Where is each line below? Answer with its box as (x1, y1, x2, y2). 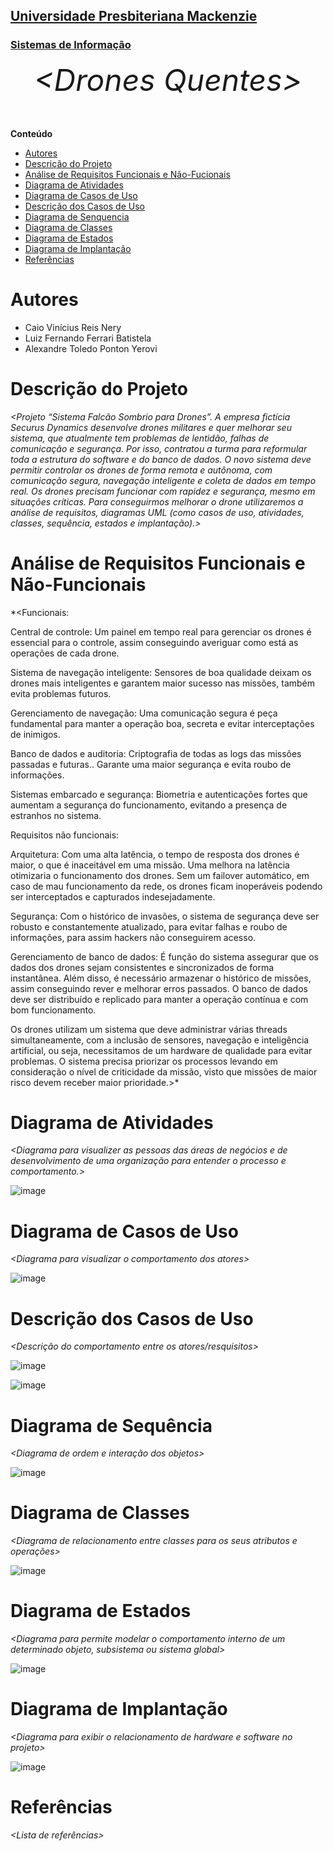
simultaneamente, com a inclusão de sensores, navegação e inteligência (10, 1034, 310, 1046)
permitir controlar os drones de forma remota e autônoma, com (10, 464, 273, 476)
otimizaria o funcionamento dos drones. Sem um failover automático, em (10, 869, 310, 881)
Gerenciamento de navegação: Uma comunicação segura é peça (10, 707, 278, 719)
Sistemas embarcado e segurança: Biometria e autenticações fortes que (10, 788, 308, 800)
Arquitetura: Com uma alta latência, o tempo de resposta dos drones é (10, 848, 300, 860)
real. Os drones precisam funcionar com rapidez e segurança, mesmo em (10, 485, 316, 497)
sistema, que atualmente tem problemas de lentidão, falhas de (10, 432, 270, 444)
